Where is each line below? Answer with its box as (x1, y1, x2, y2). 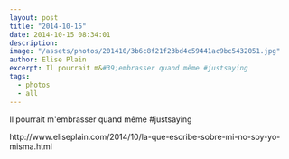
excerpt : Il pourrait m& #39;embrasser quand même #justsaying (9, 64, 248, 73)
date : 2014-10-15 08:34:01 (9, 30, 111, 39)
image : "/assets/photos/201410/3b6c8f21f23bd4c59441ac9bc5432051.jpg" (9, 47, 281, 56)
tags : (9, 72, 30, 81)
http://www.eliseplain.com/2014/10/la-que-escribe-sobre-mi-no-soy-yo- (9, 131, 281, 142)
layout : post (9, 13, 59, 23)
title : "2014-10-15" (9, 22, 88, 31)
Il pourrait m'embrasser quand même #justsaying (9, 114, 192, 125)
